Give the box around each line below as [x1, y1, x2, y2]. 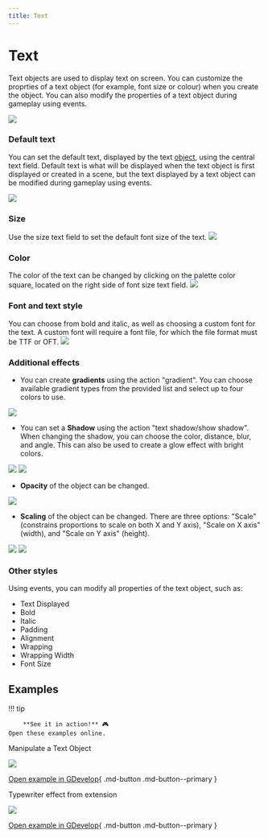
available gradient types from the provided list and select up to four [19, 384, 244, 394]
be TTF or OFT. [8, 336, 60, 346]
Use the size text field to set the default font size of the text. [8, 233, 208, 242]
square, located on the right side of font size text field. [8, 280, 188, 290]
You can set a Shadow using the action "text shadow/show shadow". [19, 423, 249, 433]
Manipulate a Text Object [8, 744, 92, 753]
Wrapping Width [19, 650, 75, 660]
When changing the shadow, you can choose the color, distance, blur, [19, 431, 252, 441]
